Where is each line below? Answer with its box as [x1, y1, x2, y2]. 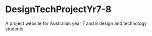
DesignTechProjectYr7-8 [5, 4, 112, 15]
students [5, 25, 24, 31]
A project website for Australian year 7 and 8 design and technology [5, 20, 147, 26]
